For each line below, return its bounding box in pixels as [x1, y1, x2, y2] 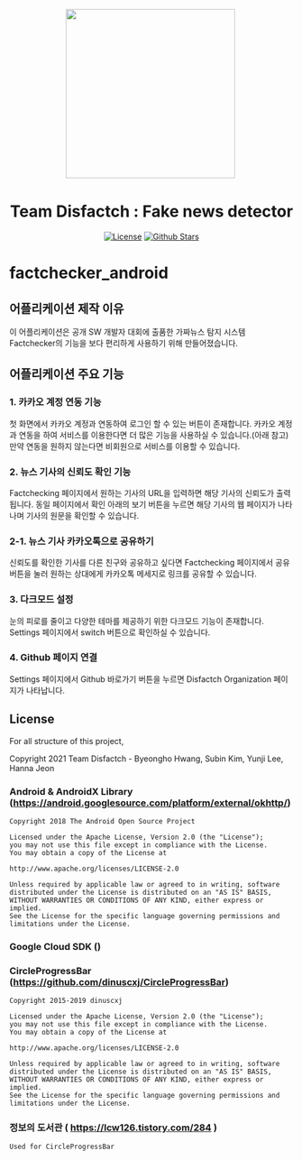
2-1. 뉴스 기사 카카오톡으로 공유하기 [9, 535, 155, 548]
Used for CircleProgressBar [9, 1142, 115, 1152]
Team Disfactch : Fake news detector [9, 201, 294, 222]
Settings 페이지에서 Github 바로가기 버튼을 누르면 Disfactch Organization [9, 673, 272, 685]
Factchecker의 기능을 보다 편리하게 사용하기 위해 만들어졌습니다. [9, 337, 239, 348]
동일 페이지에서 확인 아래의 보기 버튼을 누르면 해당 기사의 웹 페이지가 [35, 499, 277, 510]
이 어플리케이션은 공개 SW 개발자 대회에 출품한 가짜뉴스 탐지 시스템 [9, 326, 246, 337]
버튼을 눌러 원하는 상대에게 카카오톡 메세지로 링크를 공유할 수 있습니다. [9, 568, 257, 579]
